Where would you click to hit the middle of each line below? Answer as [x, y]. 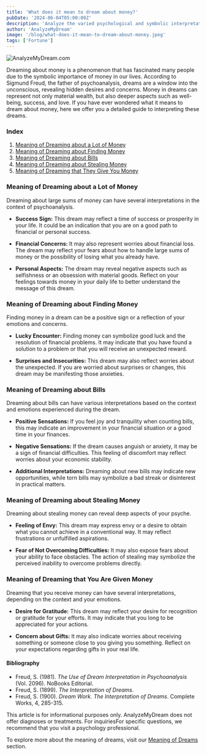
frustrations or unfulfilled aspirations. [62, 538]
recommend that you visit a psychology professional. [73, 727]
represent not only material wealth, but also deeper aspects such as [92, 96]
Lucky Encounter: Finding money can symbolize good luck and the [100, 336]
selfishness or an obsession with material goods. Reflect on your [97, 275]
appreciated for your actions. [52, 624]
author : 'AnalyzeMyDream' [39, 29]
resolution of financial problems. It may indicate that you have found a [103, 342]
